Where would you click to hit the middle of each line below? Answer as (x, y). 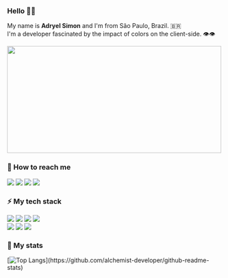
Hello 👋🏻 (22, 11)
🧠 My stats (25, 245)
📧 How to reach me (39, 167)
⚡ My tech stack (34, 201)
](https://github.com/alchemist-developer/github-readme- (127, 260)
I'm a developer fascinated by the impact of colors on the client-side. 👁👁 (111, 34)
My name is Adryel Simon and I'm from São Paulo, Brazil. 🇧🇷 (94, 26)
